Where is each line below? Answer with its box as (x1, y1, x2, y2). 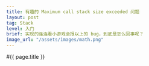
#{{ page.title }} (6, 53, 45, 60)
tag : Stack (6, 20, 34, 26)
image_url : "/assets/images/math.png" (6, 37, 104, 43)
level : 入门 (6, 25, 34, 32)
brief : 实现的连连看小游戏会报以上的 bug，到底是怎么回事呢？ (6, 31, 144, 37)
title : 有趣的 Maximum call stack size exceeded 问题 (6, 8, 140, 15)
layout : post (6, 14, 39, 20)
